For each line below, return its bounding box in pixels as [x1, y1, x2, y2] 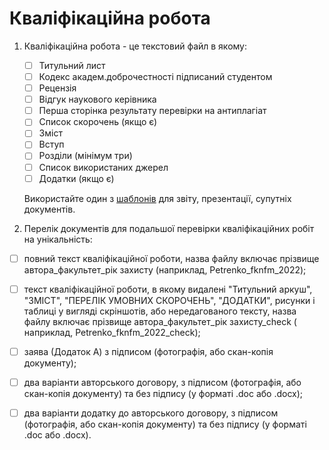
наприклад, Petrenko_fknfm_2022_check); [23, 326, 201, 338]
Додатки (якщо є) [38, 172, 115, 184]
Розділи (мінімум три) [38, 150, 133, 162]
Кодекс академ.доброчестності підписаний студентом [38, 71, 273, 82]
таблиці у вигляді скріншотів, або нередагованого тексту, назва [23, 305, 297, 317]
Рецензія [38, 82, 77, 94]
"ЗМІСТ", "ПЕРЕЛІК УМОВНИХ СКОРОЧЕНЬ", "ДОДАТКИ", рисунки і [23, 294, 316, 306]
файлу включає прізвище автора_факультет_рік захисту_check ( [23, 315, 297, 327]
